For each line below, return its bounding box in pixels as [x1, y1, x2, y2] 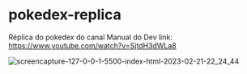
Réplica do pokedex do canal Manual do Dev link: [8, 32, 172, 42]
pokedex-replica [8, 6, 121, 24]
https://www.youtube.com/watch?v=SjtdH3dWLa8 [8, 40, 177, 50]
